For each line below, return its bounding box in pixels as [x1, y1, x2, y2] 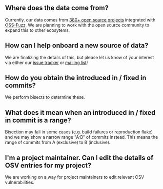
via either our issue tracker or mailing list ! [5, 60, 88, 65]
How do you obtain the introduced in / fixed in [5, 74, 146, 82]
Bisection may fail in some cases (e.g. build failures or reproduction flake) [5, 129, 153, 135]
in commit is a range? [5, 116, 72, 124]
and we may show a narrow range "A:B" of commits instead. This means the [5, 134, 158, 140]
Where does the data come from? [5, 4, 109, 12]
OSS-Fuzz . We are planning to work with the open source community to [5, 22, 150, 28]
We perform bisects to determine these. [5, 94, 85, 100]
